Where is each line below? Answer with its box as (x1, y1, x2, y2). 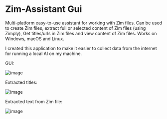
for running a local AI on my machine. (5, 51, 82, 57)
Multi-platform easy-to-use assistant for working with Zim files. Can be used (5, 20, 163, 26)
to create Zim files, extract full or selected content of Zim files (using (5, 25, 146, 31)
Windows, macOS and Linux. (5, 36, 64, 42)
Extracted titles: (5, 79, 37, 85)
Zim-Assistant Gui (5, 3, 82, 15)
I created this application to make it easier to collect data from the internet (5, 45, 157, 51)
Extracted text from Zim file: (5, 98, 63, 105)
